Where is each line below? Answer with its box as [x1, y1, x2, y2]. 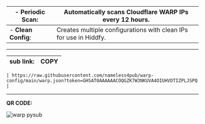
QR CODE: [6, 100, 32, 106]
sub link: [9, 57, 35, 66]
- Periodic [15, 8, 46, 16]
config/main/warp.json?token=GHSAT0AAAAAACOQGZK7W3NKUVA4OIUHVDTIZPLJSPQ [6, 78, 198, 84]
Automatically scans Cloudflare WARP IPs [63, 8, 189, 16]
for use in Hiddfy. [56, 33, 106, 41]
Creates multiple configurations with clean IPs [56, 26, 189, 34]
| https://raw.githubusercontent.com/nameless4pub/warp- [6, 72, 154, 78]
